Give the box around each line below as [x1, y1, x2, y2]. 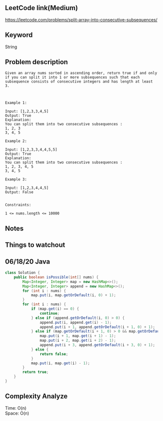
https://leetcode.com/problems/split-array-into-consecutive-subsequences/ [5, 17, 158, 22]
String [5, 44, 17, 50]
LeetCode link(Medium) [5, 4, 78, 12]
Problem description [5, 58, 68, 66]
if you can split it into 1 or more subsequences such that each [5, 75, 140, 80]
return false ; [39, 351, 68, 356]
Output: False [5, 190, 34, 195]
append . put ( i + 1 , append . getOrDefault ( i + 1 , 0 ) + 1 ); [39, 324, 155, 330]
